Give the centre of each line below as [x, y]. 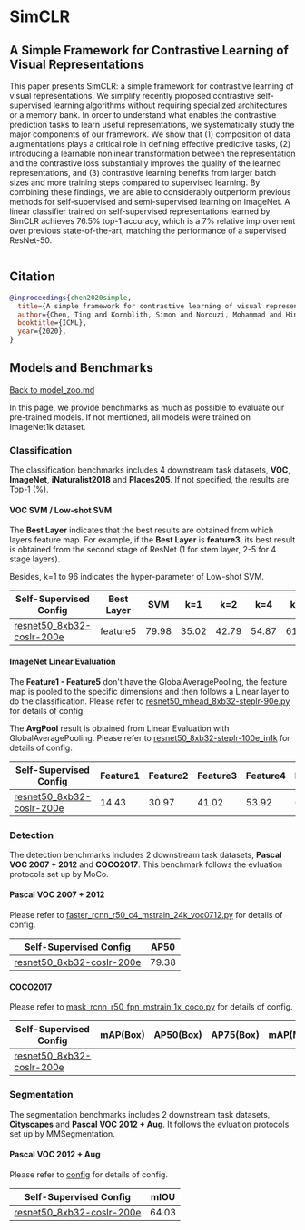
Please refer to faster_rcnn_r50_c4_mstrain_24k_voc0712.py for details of [146, 915]
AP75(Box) [236, 1035]
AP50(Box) [178, 1035]
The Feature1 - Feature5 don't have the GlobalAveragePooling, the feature [148, 681]
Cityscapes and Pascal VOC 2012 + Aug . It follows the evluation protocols [149, 1124]
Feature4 [266, 776]
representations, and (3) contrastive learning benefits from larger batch [143, 173]
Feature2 [168, 776]
